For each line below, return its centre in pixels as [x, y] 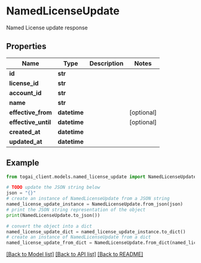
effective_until [30, 122]
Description [106, 63]
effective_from [31, 112]
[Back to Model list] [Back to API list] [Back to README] [75, 254]
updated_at [26, 141]
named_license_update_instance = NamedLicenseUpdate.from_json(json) [95, 204]
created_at [25, 132]
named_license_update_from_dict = [49, 243]
